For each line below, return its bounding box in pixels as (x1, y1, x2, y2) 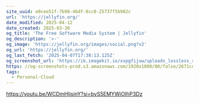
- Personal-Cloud (11, 74, 54, 80)
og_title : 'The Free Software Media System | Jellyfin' (6, 31, 147, 36)
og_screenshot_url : (6, 58, 54, 64)
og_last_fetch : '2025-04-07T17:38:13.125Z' (6, 52, 115, 58)
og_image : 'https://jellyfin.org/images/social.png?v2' (6, 42, 147, 48)
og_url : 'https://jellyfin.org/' (6, 47, 89, 53)
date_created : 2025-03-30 (6, 25, 70, 31)
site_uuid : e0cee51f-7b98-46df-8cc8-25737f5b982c (6, 8, 131, 15)
